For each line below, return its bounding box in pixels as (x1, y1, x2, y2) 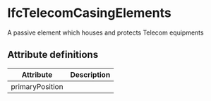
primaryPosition (11, 81, 64, 91)
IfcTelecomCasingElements (7, 5, 171, 21)
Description (70, 69, 111, 79)
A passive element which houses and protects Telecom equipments (7, 28, 204, 37)
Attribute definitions (7, 49, 99, 61)
